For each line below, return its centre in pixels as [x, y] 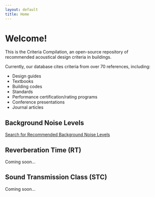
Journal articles [28, 107]
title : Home [17, 14]
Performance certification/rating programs [55, 97]
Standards [22, 92]
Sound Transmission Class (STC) [56, 177]
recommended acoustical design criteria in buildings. [58, 57]
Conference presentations [38, 102]
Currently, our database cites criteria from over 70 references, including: [78, 67]
